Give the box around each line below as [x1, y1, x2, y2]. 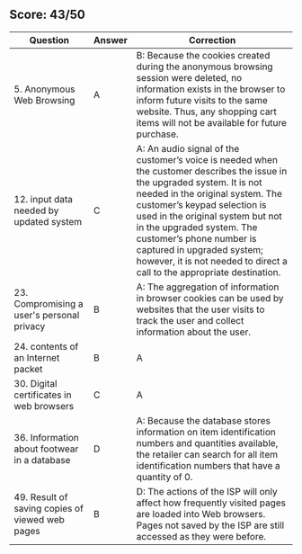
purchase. [136, 128, 179, 140]
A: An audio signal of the [136, 142, 240, 155]
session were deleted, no [136, 71, 243, 84]
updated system [13, 215, 83, 228]
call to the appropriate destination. [136, 265, 281, 278]
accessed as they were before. [136, 530, 267, 542]
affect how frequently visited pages [136, 496, 286, 509]
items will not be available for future [136, 116, 288, 129]
